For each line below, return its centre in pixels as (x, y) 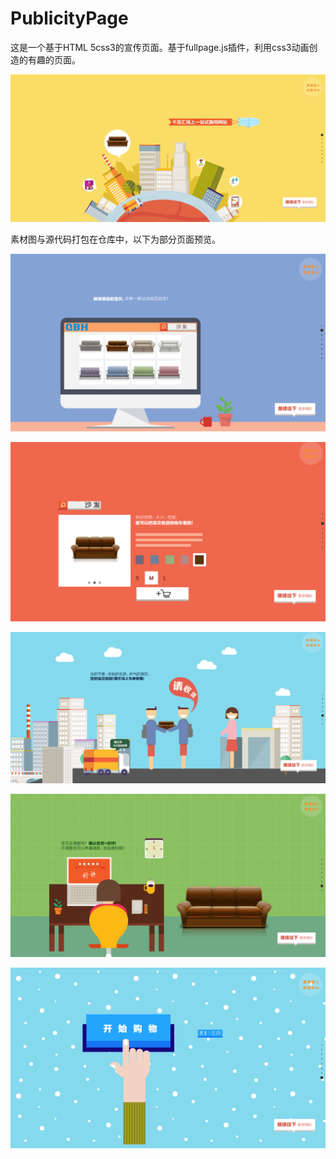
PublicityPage (69, 18)
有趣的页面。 (54, 59)
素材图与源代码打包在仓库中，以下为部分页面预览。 (115, 239)
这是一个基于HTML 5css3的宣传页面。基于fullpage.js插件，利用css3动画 (160, 47)
